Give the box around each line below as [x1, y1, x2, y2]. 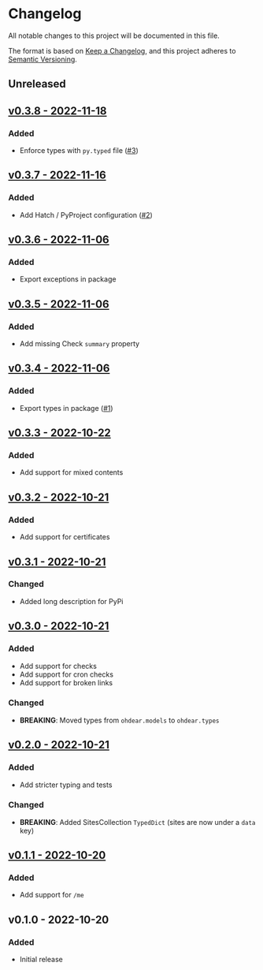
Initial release [19, 955, 63, 964]
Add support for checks [19, 661, 97, 670]
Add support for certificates [19, 532, 110, 542]
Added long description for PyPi [19, 596, 124, 606]
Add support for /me [19, 890, 84, 900]
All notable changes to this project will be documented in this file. [8, 31, 220, 40]
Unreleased [8, 77, 67, 91]
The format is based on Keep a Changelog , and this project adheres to [8, 46, 236, 55]
